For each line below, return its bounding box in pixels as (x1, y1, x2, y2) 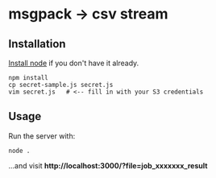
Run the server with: (8, 130, 76, 141)
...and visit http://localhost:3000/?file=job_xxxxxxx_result (8, 160, 208, 170)
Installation (8, 37, 66, 51)
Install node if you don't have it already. (8, 58, 139, 68)
